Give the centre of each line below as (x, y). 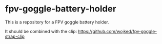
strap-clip (15, 36)
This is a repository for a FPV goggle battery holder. (57, 22)
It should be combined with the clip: (41, 31)
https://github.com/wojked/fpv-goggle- (117, 31)
